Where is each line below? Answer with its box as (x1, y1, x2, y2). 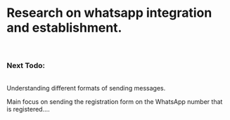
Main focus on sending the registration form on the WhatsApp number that (6, 98, 223, 106)
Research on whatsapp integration (6, 5, 212, 21)
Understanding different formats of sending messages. (6, 84, 166, 93)
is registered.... (6, 105, 50, 114)
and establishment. (6, 20, 122, 36)
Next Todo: (6, 60, 45, 70)
